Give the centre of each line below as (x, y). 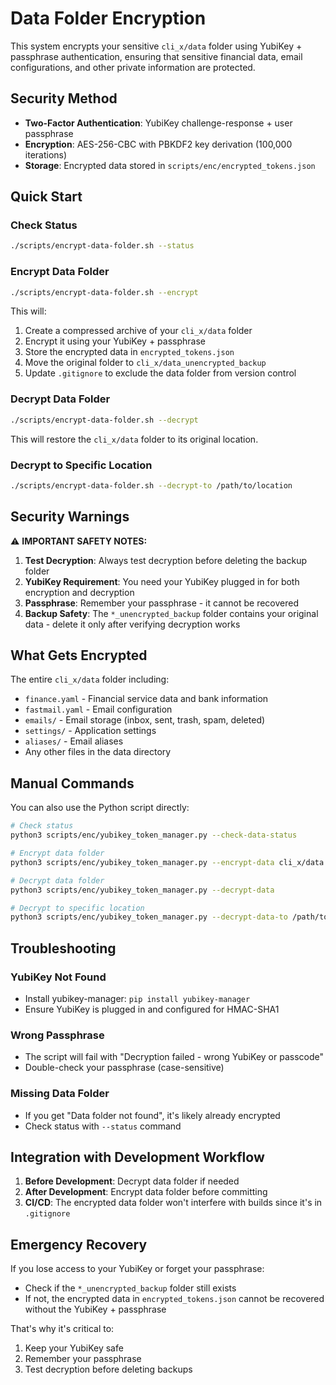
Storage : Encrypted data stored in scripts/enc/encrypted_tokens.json (170, 165)
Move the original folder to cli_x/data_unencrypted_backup (145, 363)
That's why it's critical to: (62, 1329)
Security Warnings (70, 517)
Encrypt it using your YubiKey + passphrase (115, 341)
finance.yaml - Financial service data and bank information (146, 699)
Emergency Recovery (79, 1244)
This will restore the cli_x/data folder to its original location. (134, 439)
